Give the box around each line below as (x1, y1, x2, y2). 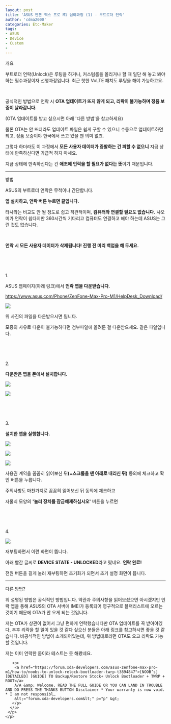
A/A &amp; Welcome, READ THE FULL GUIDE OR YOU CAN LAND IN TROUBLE (14, 683, 163, 688)
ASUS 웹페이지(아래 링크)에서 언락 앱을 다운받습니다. (5, 283, 110, 289)
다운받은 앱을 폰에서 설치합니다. (5, 371, 68, 377)
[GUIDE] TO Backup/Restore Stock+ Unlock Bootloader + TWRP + (30, 673, 165, 679)
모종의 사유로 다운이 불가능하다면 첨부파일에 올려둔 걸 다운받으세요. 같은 (5, 324, 148, 330)
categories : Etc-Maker (5, 21, 53, 27)
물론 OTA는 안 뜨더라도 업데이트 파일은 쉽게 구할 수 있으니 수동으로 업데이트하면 (5, 126, 164, 132)
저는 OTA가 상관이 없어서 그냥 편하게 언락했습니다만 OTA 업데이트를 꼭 (5, 620, 145, 626)
